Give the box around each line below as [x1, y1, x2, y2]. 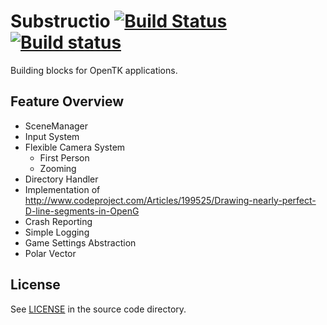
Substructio [10, 10, 111, 33]
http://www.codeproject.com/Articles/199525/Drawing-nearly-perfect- [24, 194, 317, 206]
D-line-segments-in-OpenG [24, 205, 140, 217]
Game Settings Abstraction [24, 236, 137, 249]
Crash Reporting [24, 215, 93, 227]
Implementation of [24, 183, 101, 195]
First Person [39, 151, 90, 164]
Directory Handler [24, 173, 99, 185]
